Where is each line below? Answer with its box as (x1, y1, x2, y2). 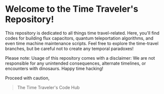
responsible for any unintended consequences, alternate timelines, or (5, 60, 146, 66)
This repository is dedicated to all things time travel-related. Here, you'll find (5, 30, 160, 36)
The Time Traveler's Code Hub (17, 84, 80, 90)
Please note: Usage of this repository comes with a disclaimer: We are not (5, 55, 155, 61)
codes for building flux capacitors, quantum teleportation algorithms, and (5, 35, 154, 41)
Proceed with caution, (5, 75, 50, 81)
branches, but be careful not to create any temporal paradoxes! (5, 46, 134, 51)
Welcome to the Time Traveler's (5, 3, 138, 15)
